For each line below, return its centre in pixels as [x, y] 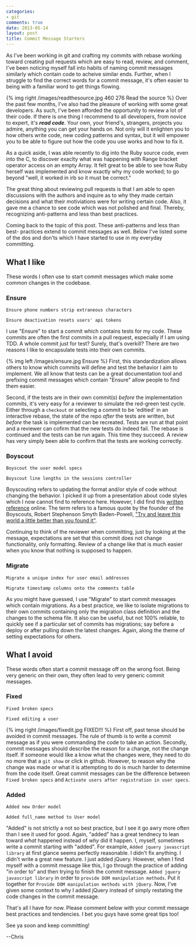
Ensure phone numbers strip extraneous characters [69, 310]
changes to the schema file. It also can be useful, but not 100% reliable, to [95, 618]
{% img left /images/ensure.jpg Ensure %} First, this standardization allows [97, 361]
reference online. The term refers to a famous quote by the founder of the [95, 508]
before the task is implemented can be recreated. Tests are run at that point [97, 422]
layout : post [22, 33]
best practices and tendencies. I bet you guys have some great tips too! [92, 914]
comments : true [25, 22]
